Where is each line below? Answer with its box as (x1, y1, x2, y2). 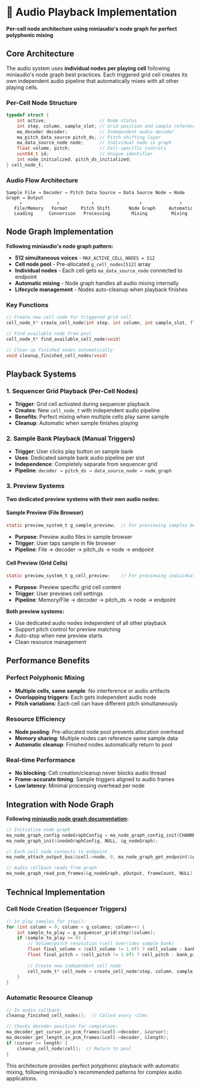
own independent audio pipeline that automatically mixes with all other (6, 77, 179, 84)
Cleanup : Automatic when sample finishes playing (14, 420, 139, 427)
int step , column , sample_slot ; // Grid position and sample (17, 123, 171, 129)
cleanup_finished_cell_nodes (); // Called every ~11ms (6, 1013, 148, 1019)
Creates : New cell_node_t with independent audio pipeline (14, 407, 160, 414)
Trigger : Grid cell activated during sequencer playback (14, 400, 150, 408)
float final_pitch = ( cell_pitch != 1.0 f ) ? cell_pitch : (27, 952, 174, 958)
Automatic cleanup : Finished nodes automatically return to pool (14, 741, 173, 748)
